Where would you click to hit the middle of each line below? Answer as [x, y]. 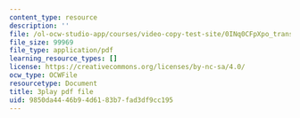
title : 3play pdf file [51, 91]
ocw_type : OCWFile [43, 75]
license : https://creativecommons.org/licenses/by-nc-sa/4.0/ [127, 67]
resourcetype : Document [54, 83]
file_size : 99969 [42, 42]
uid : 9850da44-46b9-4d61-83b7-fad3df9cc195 [92, 100]
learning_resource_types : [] [63, 59]
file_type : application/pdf [62, 51]
